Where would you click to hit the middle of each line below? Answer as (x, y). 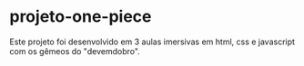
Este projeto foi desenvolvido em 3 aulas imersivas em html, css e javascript (152, 42)
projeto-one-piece (81, 17)
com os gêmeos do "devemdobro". (75, 51)
